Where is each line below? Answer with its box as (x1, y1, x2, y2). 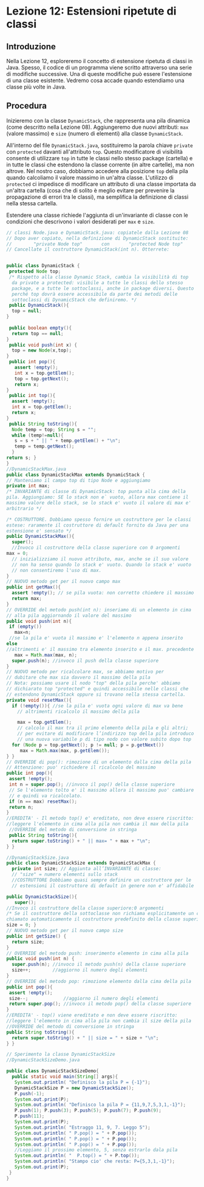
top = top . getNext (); (14, 375, 69, 382)
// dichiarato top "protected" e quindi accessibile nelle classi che (6, 686, 189, 692)
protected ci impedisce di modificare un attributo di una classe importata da (6, 180, 196, 188)
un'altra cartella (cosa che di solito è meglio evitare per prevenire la (6, 186, 175, 194)
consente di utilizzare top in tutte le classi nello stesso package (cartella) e (6, 154, 193, 162)
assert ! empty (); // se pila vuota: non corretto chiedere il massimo (12, 590, 194, 596)
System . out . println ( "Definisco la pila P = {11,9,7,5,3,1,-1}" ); (14, 1102, 186, 1108)
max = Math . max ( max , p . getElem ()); (19, 747, 110, 753)
